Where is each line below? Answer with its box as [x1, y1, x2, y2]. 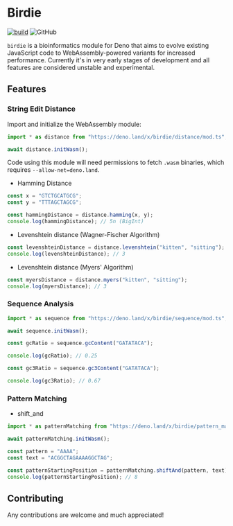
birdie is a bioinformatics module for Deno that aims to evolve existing [7, 41, 209, 49]
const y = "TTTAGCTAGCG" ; [7, 199, 82, 206]
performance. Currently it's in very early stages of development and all [7, 55, 210, 64]
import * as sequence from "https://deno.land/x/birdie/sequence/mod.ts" [7, 315, 225, 322]
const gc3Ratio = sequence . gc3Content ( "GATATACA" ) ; [7, 365, 159, 372]
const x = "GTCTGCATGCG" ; [7, 193, 82, 200]
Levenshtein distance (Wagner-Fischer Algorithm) [17, 230, 160, 238]
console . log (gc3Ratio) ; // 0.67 [7, 378, 101, 385]
